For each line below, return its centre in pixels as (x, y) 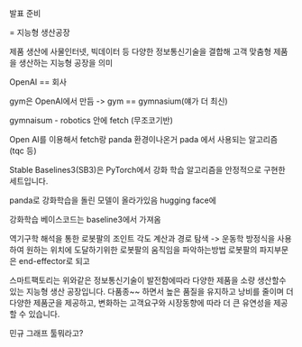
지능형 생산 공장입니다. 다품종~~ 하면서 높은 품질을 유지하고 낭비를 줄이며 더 (160, 292)
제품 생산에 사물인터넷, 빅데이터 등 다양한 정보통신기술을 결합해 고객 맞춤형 (141, 51)
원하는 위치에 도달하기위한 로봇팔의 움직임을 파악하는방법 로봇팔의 (142, 250)
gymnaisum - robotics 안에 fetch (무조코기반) (92, 120)
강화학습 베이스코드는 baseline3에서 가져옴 (85, 219)
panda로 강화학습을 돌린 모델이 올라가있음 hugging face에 (113, 200)
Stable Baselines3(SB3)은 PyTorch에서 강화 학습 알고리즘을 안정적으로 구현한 (147, 170)
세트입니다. (29, 181)
